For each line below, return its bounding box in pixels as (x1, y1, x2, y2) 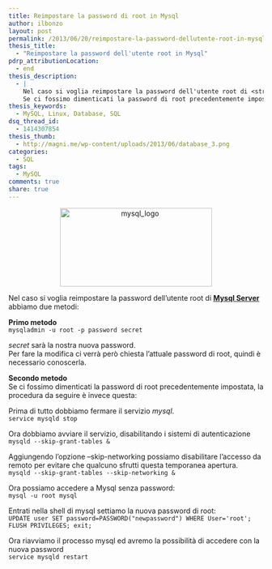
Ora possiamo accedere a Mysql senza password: (8, 483, 176, 493)
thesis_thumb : (8, 132, 57, 140)
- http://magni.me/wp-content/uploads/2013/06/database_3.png (15, 139, 230, 148)
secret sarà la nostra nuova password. (8, 340, 136, 349)
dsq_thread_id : (8, 118, 60, 126)
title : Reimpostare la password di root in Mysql (8, 11, 180, 20)
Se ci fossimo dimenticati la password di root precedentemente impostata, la (8, 382, 264, 391)
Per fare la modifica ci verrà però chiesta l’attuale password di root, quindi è (8, 349, 261, 358)
